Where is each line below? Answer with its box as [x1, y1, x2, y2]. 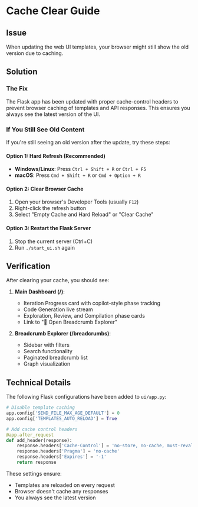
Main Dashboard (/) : [14, 288, 65, 295]
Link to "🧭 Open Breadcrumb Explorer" [23, 318, 118, 326]
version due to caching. [6, 50, 64, 57]
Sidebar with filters [23, 341, 70, 348]
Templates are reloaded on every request [14, 481, 115, 489]
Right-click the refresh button [14, 205, 87, 212]
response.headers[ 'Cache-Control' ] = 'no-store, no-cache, [16, 443, 165, 449]
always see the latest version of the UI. [6, 111, 101, 118]
